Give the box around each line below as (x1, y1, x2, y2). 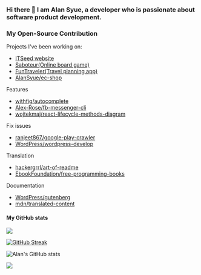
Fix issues (6, 122, 31, 130)
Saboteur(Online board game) (15, 61, 90, 68)
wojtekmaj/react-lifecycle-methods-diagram (15, 110, 126, 118)
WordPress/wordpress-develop (15, 141, 94, 148)
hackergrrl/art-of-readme (15, 164, 79, 171)
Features (6, 86, 28, 93)
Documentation (6, 182, 45, 190)
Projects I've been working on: (6, 43, 83, 50)
